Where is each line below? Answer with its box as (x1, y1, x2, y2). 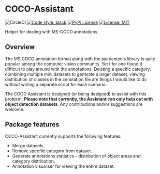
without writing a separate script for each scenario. (5, 81, 107, 87)
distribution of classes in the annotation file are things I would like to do (5, 76, 147, 82)
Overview (5, 43, 35, 51)
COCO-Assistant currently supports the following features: (5, 133, 122, 139)
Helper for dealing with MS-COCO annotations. (5, 29, 99, 34)
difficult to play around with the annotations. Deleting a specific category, (5, 66, 151, 72)
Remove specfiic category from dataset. (12, 148, 92, 154)
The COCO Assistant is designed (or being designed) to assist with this (5, 91, 146, 96)
